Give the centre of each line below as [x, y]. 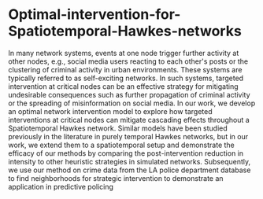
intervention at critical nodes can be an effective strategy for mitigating [123, 86]
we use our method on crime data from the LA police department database [130, 170]
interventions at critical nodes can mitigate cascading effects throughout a [129, 120]
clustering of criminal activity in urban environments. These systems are [125, 69]
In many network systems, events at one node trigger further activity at [124, 53]
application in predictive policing [61, 186]
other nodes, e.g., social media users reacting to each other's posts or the [128, 61]
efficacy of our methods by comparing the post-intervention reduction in [126, 153]
